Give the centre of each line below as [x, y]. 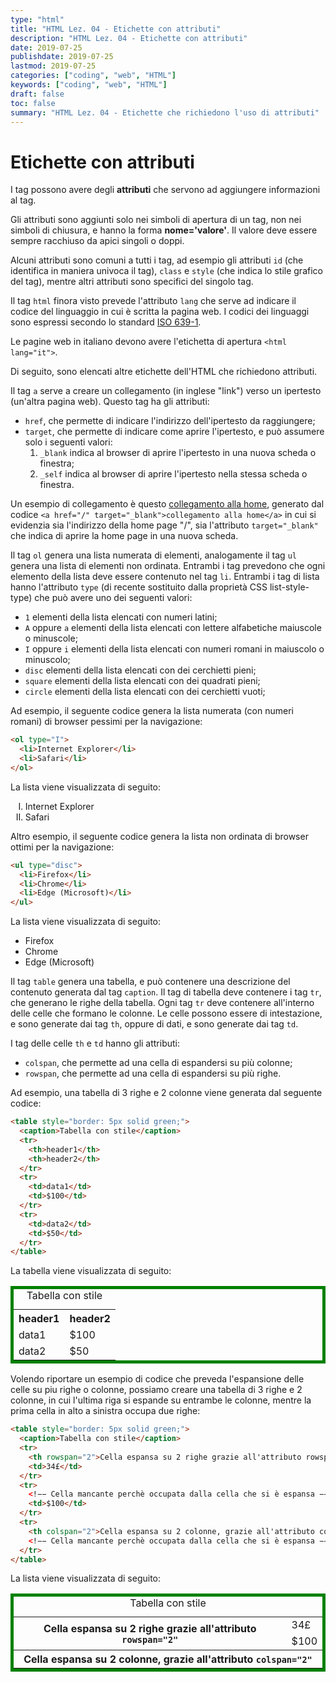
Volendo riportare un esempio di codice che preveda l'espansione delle [157, 1379]
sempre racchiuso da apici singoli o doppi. [97, 241]
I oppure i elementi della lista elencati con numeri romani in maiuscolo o [174, 649]
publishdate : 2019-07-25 [62, 57]
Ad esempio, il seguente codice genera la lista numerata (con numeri [152, 711]
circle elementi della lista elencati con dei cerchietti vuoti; [145, 692]
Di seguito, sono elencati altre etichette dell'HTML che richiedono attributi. [164, 372]
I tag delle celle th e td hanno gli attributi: [95, 1043]
